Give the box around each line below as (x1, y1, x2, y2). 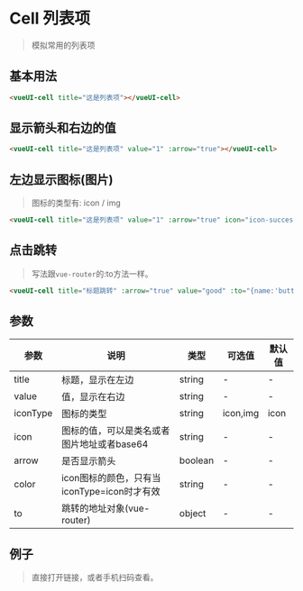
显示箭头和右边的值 (9, 121, 116, 136)
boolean (179, 454, 215, 467)
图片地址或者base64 (61, 438, 149, 450)
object (179, 506, 207, 519)
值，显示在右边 (61, 390, 125, 403)
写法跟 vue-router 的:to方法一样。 (31, 268, 153, 279)
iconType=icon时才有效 (61, 485, 161, 497)
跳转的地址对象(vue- (61, 502, 151, 514)
